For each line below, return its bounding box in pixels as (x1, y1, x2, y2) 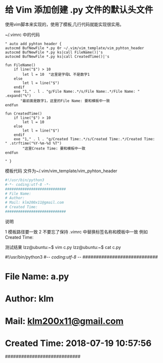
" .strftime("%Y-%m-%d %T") (5, 141, 62, 146)
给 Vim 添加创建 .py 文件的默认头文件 (5, 4, 153, 16)
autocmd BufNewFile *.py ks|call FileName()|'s (5, 49, 103, 55)
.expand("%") (5, 93, 32, 98)
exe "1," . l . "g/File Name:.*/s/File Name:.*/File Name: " (14, 89, 140, 94)
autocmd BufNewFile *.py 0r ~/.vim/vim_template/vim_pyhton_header (5, 46, 145, 50)
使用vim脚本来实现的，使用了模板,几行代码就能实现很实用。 (5, 21, 124, 27)
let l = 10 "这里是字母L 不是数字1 (22, 72, 90, 77)
